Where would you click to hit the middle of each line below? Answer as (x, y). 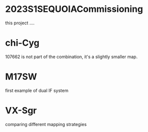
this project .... (20, 23)
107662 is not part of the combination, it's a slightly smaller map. (72, 57)
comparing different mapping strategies (46, 124)
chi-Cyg (22, 43)
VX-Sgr (21, 111)
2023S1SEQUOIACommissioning (74, 9)
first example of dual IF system (37, 90)
